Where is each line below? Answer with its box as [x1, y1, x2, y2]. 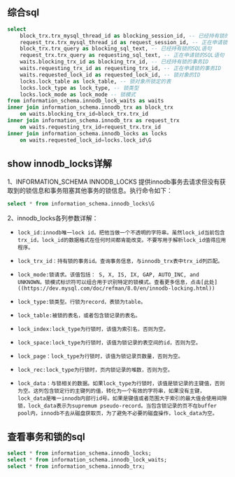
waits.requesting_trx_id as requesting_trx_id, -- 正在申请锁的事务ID [20, 65, 222, 72]
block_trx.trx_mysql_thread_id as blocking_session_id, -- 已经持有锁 [20, 32, 225, 39]
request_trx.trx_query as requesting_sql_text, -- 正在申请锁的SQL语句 [20, 52, 225, 59]
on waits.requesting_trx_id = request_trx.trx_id [20, 123, 161, 130]
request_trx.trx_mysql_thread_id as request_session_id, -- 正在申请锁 [20, 39, 228, 46]
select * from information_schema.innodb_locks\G [7, 201, 155, 208]
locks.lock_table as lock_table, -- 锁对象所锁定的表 [20, 78, 171, 85]
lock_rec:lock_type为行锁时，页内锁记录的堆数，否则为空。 [17, 367, 173, 374]
